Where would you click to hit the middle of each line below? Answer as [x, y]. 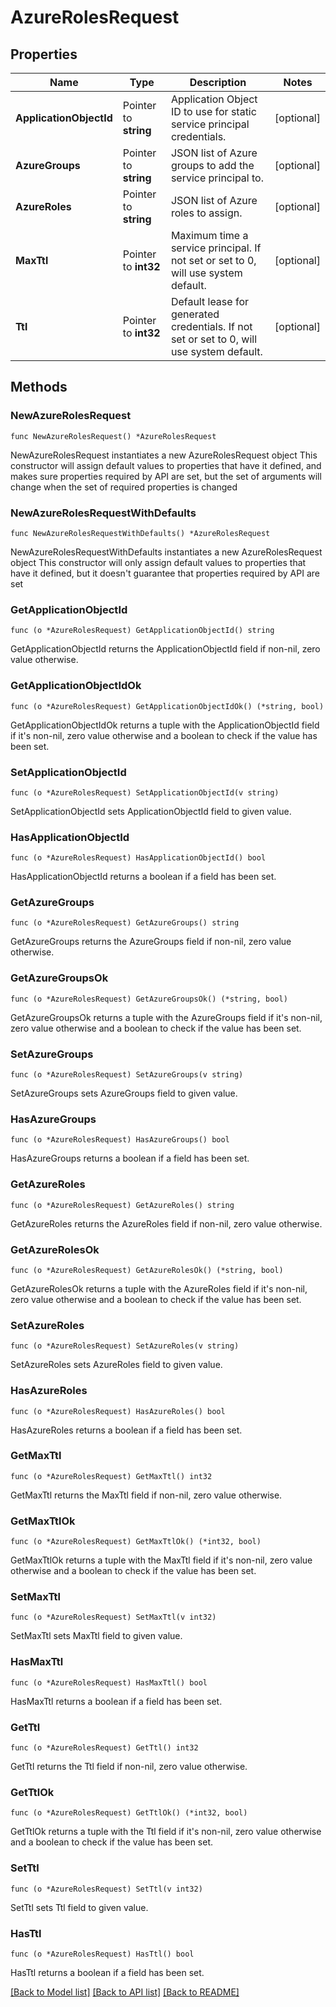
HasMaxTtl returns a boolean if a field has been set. [116, 1701]
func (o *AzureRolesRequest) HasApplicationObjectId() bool [138, 858]
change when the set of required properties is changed [124, 487]
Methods [39, 387]
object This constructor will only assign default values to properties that [158, 562]
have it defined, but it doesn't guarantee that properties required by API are [165, 573]
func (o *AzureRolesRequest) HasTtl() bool [102, 1954]
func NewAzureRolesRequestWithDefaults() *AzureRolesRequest [140, 533]
